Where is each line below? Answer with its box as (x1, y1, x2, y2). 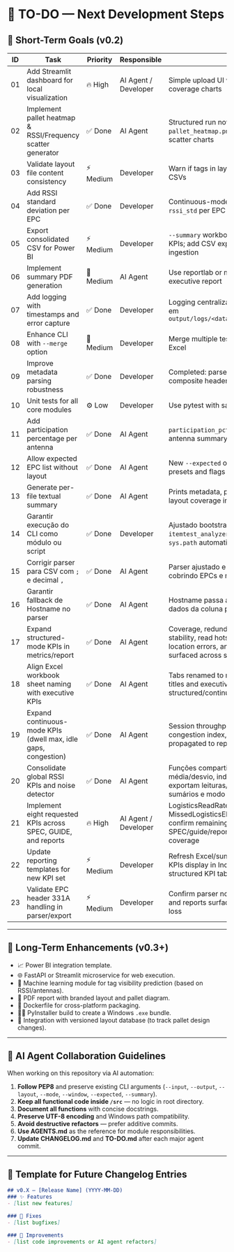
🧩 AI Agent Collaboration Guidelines (7, 1050, 166, 1062)
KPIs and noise (26, 781, 75, 790)
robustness (26, 384, 64, 394)
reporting (26, 856, 57, 865)
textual (38, 491, 61, 501)
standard (26, 197, 56, 206)
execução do (26, 520, 70, 530)
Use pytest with (168, 401, 220, 410)
